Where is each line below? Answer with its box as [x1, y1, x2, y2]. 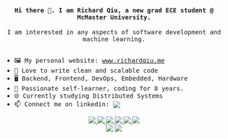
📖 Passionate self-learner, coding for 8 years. [13, 85, 184, 93]
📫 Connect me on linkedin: [13, 101, 110, 108]
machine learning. [83, 36, 145, 43]
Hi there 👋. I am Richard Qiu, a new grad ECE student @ [14, 6, 214, 14]
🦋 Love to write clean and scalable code [13, 67, 159, 75]
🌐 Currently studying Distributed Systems [13, 92, 163, 100]
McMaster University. [76, 13, 152, 21]
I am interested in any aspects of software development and [6, 29, 222, 36]
